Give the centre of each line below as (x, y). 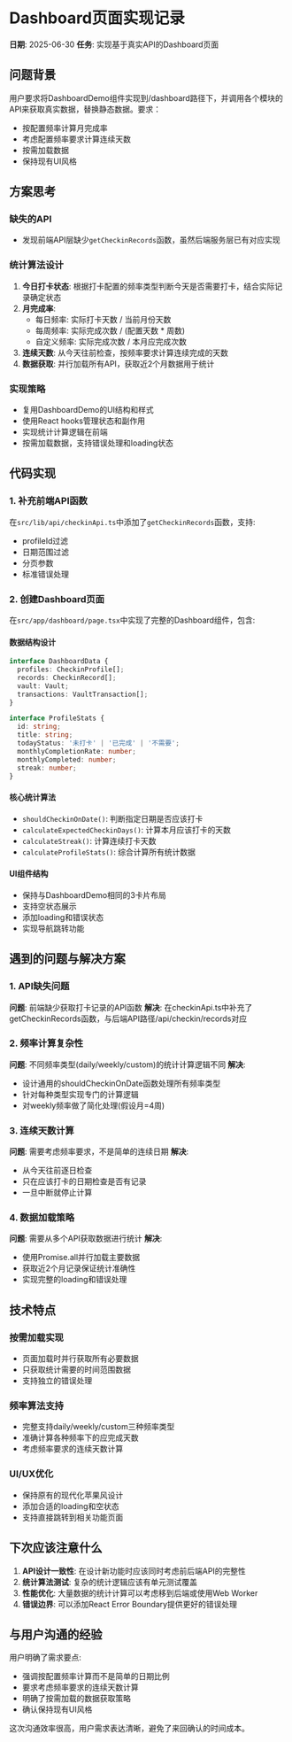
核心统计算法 (32, 797)
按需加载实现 (37, 1337)
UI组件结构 (29, 874)
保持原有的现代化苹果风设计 (73, 1495)
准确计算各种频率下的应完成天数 (80, 1438)
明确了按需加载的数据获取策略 (76, 1699)
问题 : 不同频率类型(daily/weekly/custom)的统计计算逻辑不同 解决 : (127, 1065)
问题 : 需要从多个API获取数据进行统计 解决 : (86, 1239)
